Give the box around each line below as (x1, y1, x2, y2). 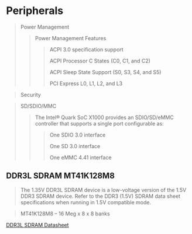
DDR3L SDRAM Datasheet (6, 221, 69, 228)
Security (20, 91, 41, 98)
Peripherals (6, 4, 64, 18)
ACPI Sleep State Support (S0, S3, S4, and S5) (49, 68, 162, 75)
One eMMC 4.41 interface (49, 153, 112, 161)
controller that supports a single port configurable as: (35, 120, 164, 127)
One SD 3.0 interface (49, 142, 101, 149)
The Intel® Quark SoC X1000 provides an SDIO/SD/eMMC (35, 114, 174, 121)
